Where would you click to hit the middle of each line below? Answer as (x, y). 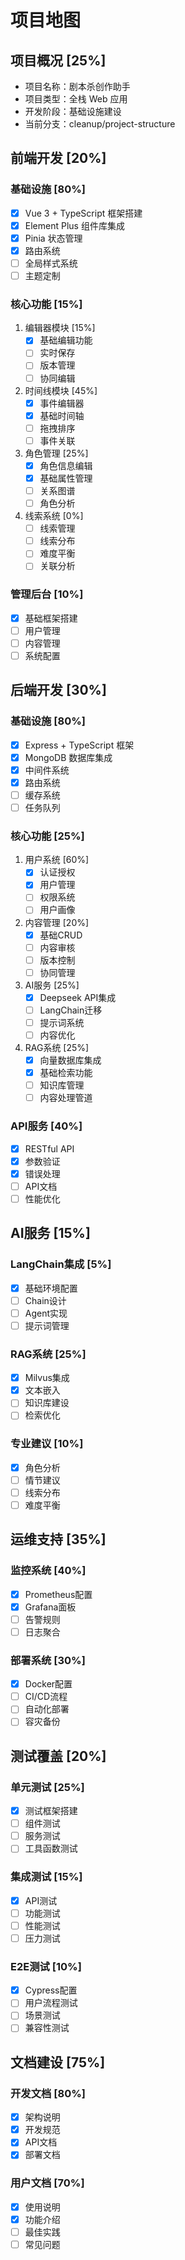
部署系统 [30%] (48, 1660)
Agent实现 (46, 1313)
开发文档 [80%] (48, 2093)
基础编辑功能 (66, 340)
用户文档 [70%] (47, 2183)
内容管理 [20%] (57, 922)
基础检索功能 (66, 1073)
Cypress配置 (51, 1990)
